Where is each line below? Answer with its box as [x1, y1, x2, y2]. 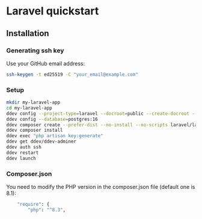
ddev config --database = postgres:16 [6, 116, 98, 122]
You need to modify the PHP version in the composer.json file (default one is [6, 183, 195, 190]
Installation [6, 28, 49, 39]
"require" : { [17, 201, 50, 207]
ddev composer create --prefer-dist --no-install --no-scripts [6, 122, 168, 128]
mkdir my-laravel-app [6, 99, 61, 106]
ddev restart [6, 149, 39, 156]
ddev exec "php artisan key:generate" [6, 133, 103, 139]
